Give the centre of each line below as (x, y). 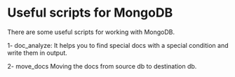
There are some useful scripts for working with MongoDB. (91, 32)
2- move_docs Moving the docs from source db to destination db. (102, 66)
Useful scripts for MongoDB (90, 13)
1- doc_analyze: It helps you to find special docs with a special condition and (118, 45)
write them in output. (38, 53)
